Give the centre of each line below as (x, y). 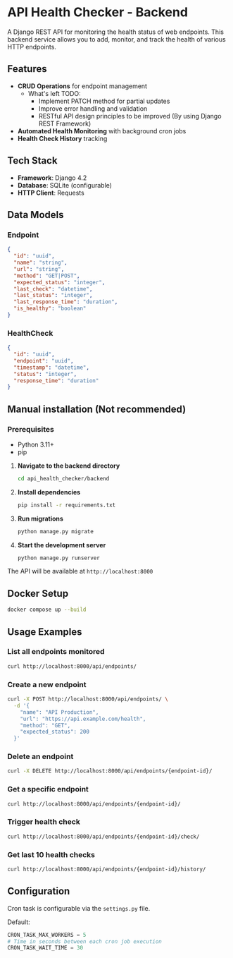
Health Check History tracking (62, 138)
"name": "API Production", (59, 712)
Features (27, 69)
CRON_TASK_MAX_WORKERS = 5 (47, 935)
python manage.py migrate (55, 531)
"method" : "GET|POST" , (47, 276)
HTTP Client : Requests (51, 193)
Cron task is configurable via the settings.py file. (79, 908)
